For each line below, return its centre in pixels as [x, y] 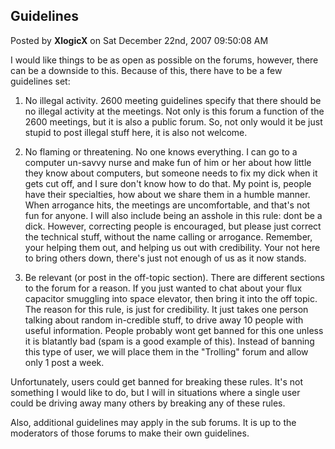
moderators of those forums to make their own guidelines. [130, 433]
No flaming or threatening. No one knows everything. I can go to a [161, 151]
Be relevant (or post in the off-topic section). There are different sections [174, 277]
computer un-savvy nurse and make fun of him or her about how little [168, 162]
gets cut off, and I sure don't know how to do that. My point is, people [168, 183]
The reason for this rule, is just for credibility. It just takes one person [166, 309]
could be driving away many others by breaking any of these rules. [148, 403]
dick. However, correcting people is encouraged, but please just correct [173, 226]
